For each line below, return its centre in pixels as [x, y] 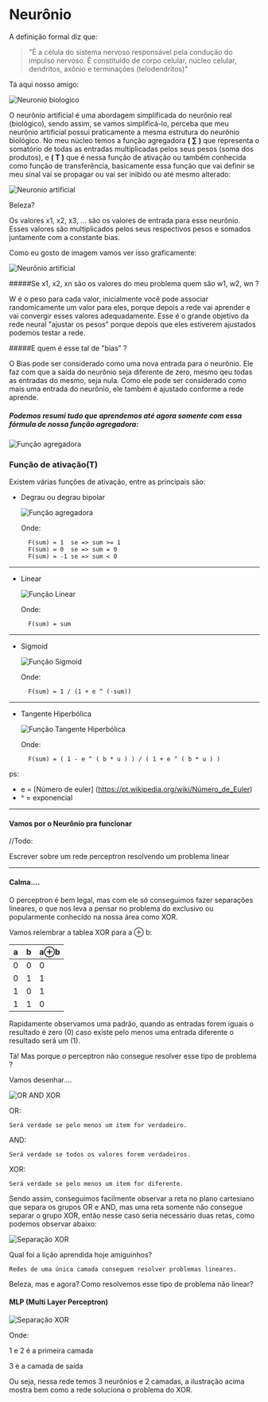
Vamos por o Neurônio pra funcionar [70, 823]
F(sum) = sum [50, 624]
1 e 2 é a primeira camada [51, 1350]
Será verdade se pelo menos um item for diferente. [96, 1183]
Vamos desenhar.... [41, 1079]
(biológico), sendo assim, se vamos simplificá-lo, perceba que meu [119, 123]
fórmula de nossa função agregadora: [74, 424]
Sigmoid [34, 646]
